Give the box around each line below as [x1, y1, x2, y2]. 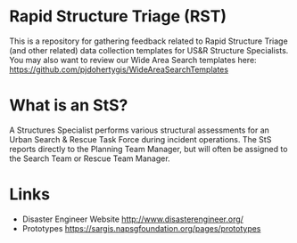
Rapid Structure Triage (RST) [9, 6, 227, 27]
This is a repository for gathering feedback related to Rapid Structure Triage [9, 36, 288, 46]
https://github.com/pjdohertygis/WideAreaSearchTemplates [9, 64, 229, 75]
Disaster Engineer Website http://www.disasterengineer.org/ [21, 214, 243, 224]
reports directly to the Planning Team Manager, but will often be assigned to [9, 143, 288, 154]
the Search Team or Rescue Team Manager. [9, 153, 171, 164]
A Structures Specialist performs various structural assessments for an [9, 125, 270, 135]
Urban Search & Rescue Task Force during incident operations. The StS [9, 134, 272, 144]
